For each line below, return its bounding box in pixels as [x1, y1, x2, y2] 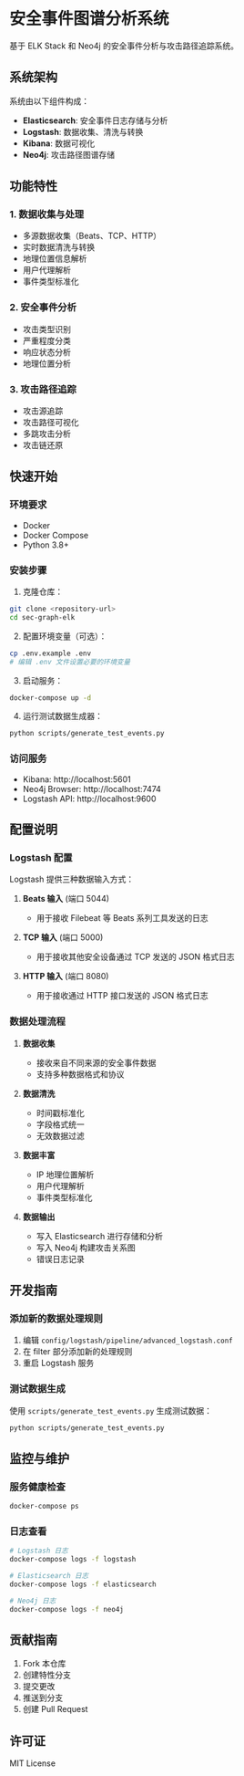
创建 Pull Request [22, 1704, 88, 1715]
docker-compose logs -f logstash [9, 1555, 137, 1564]
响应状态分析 [22, 346, 71, 357]
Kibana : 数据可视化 [22, 138, 96, 149]
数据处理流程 [9, 1015, 66, 1028]
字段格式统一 [36, 1119, 85, 1130]
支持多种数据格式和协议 [36, 1069, 125, 1080]
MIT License [9, 1758, 56, 1769]
